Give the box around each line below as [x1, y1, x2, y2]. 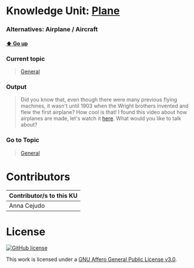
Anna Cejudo [9, 201, 45, 210]
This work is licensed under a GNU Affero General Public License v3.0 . [6, 256, 178, 263]
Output [6, 83, 27, 91]
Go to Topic [6, 136, 39, 144]
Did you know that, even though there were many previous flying [20, 96, 178, 103]
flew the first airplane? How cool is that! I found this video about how [20, 109, 187, 116]
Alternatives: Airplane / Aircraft [6, 25, 98, 34]
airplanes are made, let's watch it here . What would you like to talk [20, 115, 182, 122]
